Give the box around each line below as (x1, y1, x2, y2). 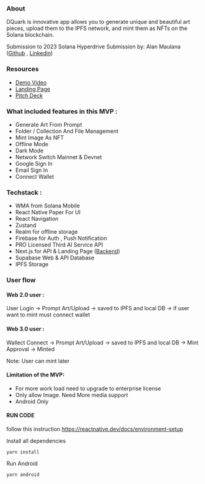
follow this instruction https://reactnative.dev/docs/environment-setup (6, 425, 184, 433)
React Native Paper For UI (15, 209, 81, 216)
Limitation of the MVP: (6, 371, 65, 379)
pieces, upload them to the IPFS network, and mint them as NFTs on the (6, 24, 188, 32)
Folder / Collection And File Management (15, 127, 119, 135)
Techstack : (6, 188, 42, 196)
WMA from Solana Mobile (15, 202, 80, 209)
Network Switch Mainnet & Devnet (15, 153, 102, 160)
